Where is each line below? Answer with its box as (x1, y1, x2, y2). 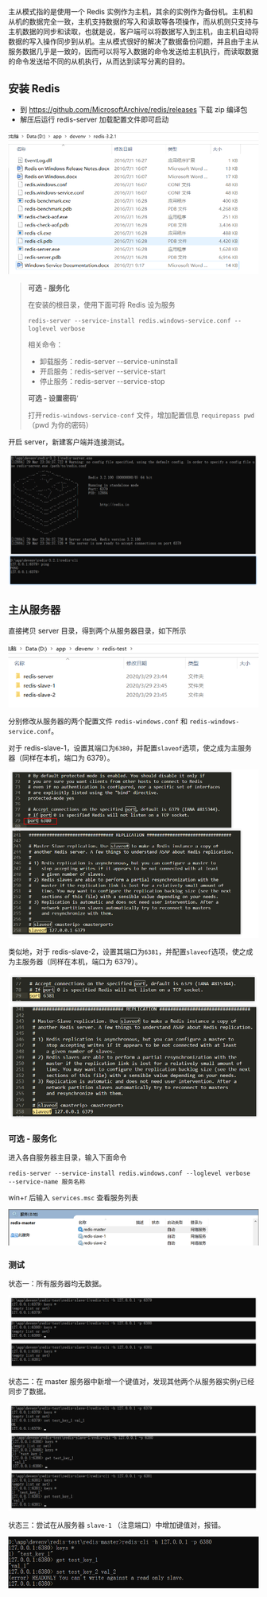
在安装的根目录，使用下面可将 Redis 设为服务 (27, 300, 176, 310)
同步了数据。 (8, 1386, 50, 1396)
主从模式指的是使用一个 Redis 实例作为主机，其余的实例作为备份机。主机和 (8, 7, 253, 16)
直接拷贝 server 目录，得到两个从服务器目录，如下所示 (8, 626, 187, 635)
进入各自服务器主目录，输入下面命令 (8, 1153, 127, 1162)
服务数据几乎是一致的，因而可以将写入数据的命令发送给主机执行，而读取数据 (8, 47, 259, 56)
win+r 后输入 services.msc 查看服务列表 (8, 1193, 139, 1203)
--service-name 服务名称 (8, 1178, 86, 1186)
